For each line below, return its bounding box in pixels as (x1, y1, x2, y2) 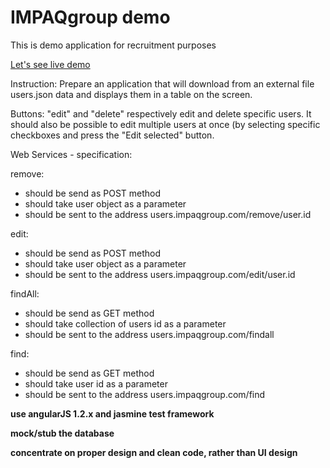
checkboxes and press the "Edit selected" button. (10, 129, 215, 141)
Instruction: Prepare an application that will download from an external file (10, 77, 315, 90)
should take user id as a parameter (24, 377, 168, 390)
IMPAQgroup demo (10, 6, 171, 29)
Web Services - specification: (10, 148, 133, 160)
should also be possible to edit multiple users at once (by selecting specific (10, 118, 321, 130)
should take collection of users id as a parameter (24, 317, 227, 330)
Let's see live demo (10, 58, 91, 70)
